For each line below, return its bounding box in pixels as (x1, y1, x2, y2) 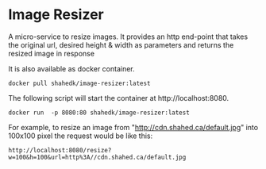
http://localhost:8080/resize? (8, 146, 112, 154)
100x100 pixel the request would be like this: (8, 131, 153, 140)
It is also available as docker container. (8, 63, 135, 73)
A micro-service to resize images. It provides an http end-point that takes (8, 32, 249, 41)
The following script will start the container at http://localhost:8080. (8, 93, 229, 102)
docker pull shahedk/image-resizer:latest (8, 79, 151, 87)
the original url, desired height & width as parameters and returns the (8, 40, 234, 49)
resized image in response (8, 48, 95, 58)
